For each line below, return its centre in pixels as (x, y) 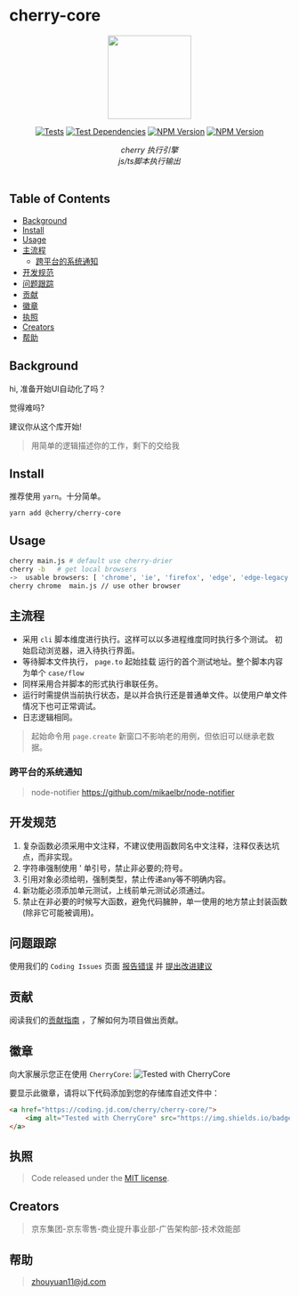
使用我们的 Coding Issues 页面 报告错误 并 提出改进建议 (111, 966)
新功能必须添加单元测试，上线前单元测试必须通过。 (116, 890)
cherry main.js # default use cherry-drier (91, 561)
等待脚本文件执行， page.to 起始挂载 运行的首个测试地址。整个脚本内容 (152, 661)
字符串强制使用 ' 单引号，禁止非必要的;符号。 (105, 868)
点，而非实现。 (49, 857)
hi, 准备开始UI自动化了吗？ (58, 388)
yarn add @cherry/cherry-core (65, 513)
